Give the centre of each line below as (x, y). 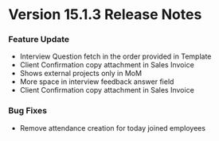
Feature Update (39, 40)
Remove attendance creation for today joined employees (112, 128)
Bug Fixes (28, 111)
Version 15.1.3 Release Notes (105, 15)
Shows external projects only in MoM (80, 74)
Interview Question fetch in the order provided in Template (115, 56)
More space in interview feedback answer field (97, 82)
